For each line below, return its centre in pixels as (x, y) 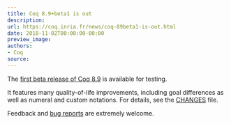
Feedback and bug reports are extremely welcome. (81, 113)
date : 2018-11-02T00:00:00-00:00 (56, 33)
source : (18, 59)
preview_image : (29, 40)
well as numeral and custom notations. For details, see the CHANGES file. (113, 100)
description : (26, 20)
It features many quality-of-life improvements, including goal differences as (115, 92)
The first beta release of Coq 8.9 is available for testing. (87, 79)
